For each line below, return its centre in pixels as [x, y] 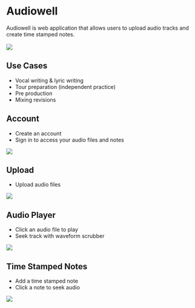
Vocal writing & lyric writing [49, 80]
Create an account [38, 133]
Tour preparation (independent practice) [65, 87]
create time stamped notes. [41, 34]
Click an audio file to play [47, 230]
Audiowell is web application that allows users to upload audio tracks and [98, 28]
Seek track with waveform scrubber [60, 236]
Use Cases [27, 66]
